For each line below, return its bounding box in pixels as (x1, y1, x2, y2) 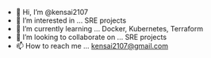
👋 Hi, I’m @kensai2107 (15, 8, 89, 16)
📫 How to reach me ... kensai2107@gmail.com (15, 42, 169, 50)
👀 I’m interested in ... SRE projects (15, 16, 127, 25)
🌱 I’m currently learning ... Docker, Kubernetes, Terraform (15, 24, 204, 33)
